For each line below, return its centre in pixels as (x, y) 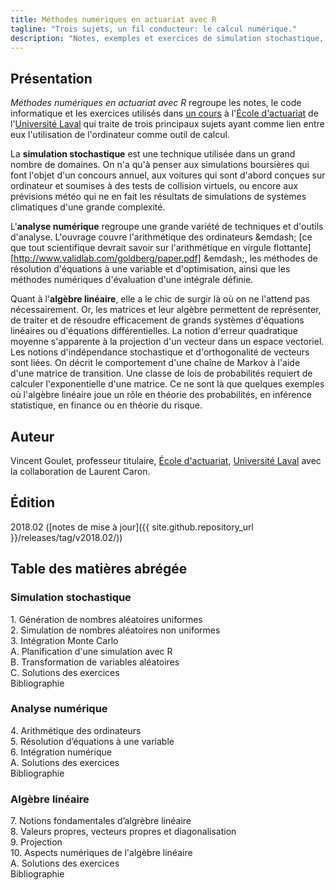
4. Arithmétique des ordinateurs (76, 730)
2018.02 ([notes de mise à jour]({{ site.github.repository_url (132, 527)
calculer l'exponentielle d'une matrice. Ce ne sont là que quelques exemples (167, 384)
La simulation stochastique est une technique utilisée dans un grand (153, 154)
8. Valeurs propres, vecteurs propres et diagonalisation (123, 832)
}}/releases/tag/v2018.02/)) (66, 537)
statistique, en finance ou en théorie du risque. (106, 405)
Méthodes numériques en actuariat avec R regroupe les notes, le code (156, 103)
